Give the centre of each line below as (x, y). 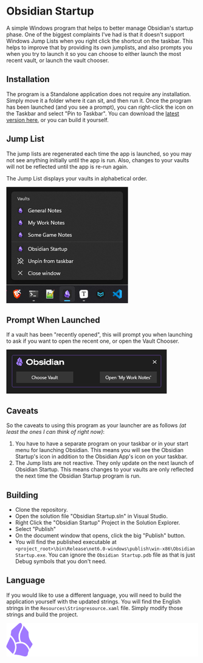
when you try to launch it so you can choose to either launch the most (94, 53)
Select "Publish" (36, 529)
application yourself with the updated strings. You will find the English (94, 601)
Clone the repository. (41, 510)
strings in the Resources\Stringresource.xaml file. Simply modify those (95, 608)
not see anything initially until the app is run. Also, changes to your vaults (98, 160)
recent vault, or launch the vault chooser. (58, 60)
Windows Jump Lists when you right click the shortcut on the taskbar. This (100, 41)
